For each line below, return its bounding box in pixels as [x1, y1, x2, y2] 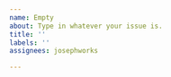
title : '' [9, 30, 47, 38]
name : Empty [9, 13, 54, 22]
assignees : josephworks [9, 47, 99, 56]
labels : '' [9, 38, 50, 47]
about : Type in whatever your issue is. [9, 21, 164, 30]
